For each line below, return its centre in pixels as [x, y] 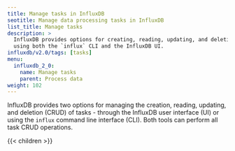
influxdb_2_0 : [34, 66]
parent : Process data [51, 79]
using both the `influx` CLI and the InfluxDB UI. [89, 46]
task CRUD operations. [40, 127]
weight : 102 [24, 85]
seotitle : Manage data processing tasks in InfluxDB [86, 20]
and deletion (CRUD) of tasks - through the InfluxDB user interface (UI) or [113, 113]
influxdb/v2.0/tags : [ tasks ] [50, 53]
